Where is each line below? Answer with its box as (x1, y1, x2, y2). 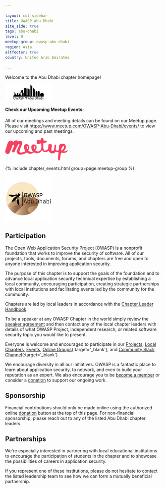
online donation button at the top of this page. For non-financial (5, 410, 135, 416)
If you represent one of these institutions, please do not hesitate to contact (5, 468, 158, 474)
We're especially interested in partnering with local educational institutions (5, 448, 158, 454)
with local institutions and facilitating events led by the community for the (5, 286, 155, 292)
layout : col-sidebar (5, 13, 48, 18)
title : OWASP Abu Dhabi (5, 18, 55, 23)
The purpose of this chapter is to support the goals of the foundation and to (5, 270, 160, 276)
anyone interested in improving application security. (5, 261, 111, 267)
